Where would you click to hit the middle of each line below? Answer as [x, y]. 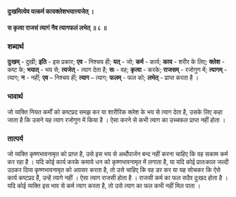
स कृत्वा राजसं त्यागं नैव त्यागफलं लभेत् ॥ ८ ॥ [57, 28]
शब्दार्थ [15, 47]
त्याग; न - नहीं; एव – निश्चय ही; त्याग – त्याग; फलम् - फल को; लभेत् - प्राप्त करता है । [103, 78]
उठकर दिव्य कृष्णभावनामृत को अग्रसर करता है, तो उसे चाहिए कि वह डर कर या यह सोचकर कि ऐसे [114, 170]
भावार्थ [15, 97]
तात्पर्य [15, 138]
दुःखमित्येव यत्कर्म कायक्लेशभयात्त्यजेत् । [51, 11]
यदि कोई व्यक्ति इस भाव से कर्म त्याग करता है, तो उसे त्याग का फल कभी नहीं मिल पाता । [104, 186]
